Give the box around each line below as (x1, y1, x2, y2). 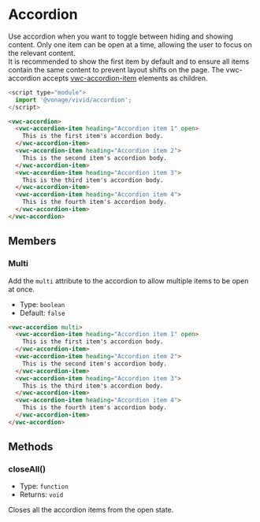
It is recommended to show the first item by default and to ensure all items (8, 57, 250, 66)
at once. (8, 284, 35, 294)
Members (8, 235, 57, 248)
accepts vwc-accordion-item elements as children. (42, 73, 208, 83)
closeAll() (8, 464, 46, 475)
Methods (8, 440, 54, 454)
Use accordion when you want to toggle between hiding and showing (8, 31, 234, 41)
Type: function (19, 482, 69, 491)
